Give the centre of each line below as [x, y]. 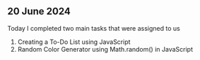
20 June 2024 [39, 12]
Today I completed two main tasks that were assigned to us [94, 28]
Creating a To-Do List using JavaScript [74, 42]
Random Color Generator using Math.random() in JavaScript [105, 49]
